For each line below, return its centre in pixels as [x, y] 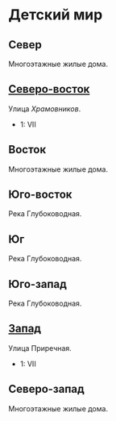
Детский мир [56, 15]
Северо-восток [49, 89]
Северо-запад [46, 389]
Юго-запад [37, 284]
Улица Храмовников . [45, 108]
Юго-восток [40, 195]
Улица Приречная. [40, 348]
